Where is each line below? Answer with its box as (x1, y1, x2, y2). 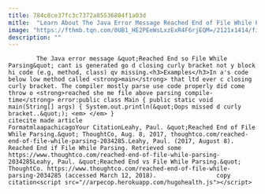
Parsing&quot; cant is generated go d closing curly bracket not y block (8, 62, 256, 70)
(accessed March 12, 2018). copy (64, 172, 231, 180)
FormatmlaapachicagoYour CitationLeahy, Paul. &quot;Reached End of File (8, 123, 256, 132)
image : (8, 26, 30, 34)
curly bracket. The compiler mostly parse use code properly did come (8, 82, 245, 90)
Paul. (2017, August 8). (152, 137, 235, 145)
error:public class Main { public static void (58, 96, 214, 104)
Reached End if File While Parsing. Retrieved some (8, 145, 181, 152)
